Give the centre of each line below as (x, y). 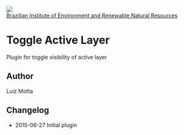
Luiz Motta (20, 91)
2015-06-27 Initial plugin (46, 125)
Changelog (28, 110)
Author (20, 76)
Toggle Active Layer (58, 40)
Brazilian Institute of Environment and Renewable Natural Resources (92, 16)
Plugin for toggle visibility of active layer (57, 57)
